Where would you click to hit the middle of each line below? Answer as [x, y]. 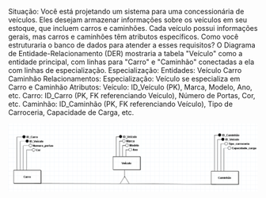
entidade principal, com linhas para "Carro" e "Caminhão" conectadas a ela [131, 62]
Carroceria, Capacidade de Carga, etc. [71, 112]
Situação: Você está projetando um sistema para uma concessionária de [126, 11]
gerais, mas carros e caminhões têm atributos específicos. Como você [123, 36]
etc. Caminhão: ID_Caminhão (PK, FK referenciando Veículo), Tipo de [121, 104]
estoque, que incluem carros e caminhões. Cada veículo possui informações [133, 28]
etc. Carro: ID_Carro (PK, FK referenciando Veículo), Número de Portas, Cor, [132, 95]
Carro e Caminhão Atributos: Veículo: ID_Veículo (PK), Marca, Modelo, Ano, [130, 87]
